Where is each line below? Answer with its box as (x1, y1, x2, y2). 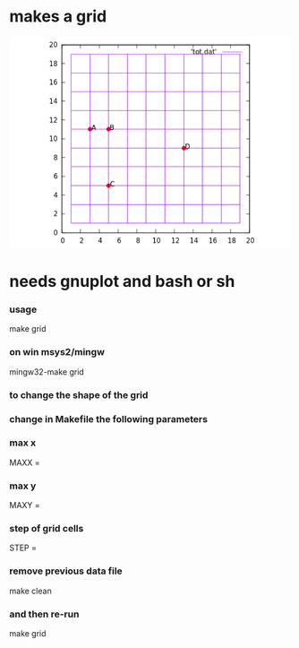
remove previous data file (9, 565, 123, 577)
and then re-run (9, 608, 80, 620)
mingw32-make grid (9, 366, 85, 377)
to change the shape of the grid (9, 388, 149, 401)
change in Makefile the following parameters (9, 412, 209, 425)
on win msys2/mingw (9, 346, 106, 359)
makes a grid (9, 6, 107, 27)
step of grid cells (9, 523, 84, 535)
